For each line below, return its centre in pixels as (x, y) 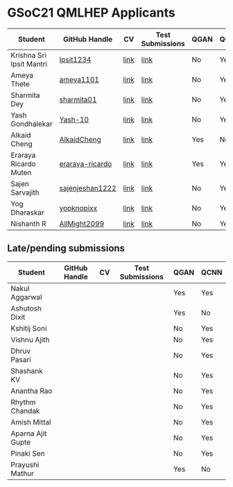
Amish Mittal (31, 422)
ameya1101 (79, 79)
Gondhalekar (32, 124)
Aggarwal (26, 297)
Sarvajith (25, 192)
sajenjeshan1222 (88, 188)
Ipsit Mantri (29, 64)
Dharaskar (28, 212)
